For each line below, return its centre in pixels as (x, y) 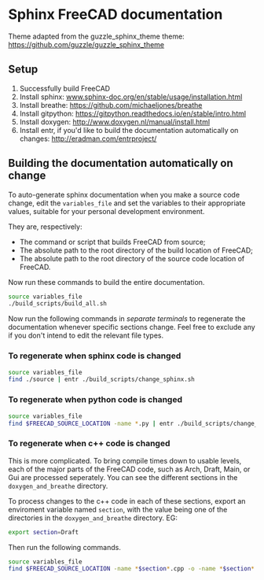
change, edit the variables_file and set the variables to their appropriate (127, 203)
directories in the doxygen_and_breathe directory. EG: (93, 518)
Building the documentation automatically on (121, 163)
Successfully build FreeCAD (65, 88)
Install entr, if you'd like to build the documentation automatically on (129, 130)
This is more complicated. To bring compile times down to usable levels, (125, 460)
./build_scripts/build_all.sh (58, 304)
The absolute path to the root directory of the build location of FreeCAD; (136, 250)
